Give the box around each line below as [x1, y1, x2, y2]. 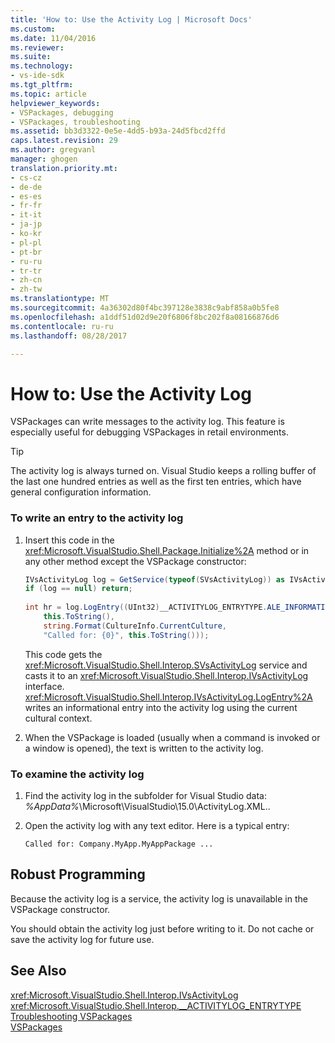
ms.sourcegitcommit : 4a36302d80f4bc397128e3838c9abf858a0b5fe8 [10, 303, 280, 313]
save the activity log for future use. [10, 933, 155, 945]
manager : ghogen [10, 154, 78, 164]
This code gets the [24, 648, 103, 660]
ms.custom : [10, 24, 56, 34]
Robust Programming [10, 866, 146, 883]
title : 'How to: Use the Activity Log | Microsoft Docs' [10, 14, 253, 25]
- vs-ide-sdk [10, 71, 65, 81]
